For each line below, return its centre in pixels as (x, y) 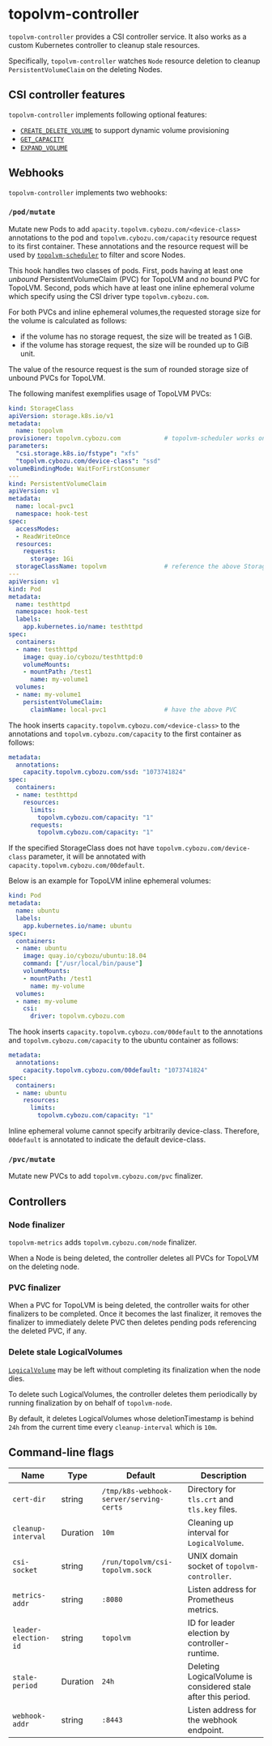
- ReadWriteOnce (43, 536)
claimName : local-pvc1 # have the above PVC (133, 710)
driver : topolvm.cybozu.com (77, 1016)
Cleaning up (210, 1522)
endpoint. (206, 1730)
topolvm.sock (127, 1570)
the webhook (212, 1720)
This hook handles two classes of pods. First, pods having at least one (126, 270)
